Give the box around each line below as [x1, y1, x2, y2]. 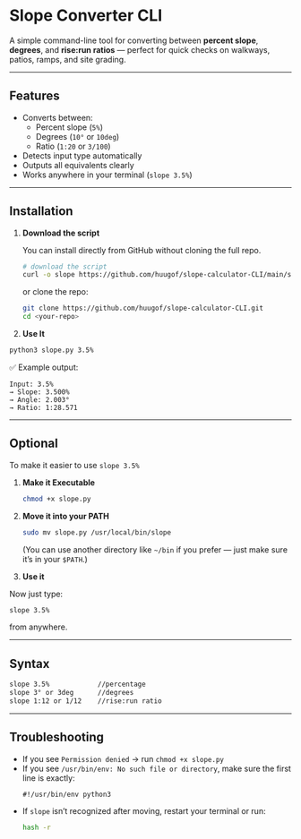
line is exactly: [21, 772, 75, 783]
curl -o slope [21, 270, 75, 279]
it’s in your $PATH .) [21, 553, 88, 564]
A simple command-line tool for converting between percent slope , [9, 35, 259, 46]
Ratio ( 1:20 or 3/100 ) [35, 141, 111, 151]
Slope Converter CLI [9, 5, 163, 26]
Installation [9, 203, 73, 219]
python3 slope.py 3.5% [9, 346, 94, 355]
